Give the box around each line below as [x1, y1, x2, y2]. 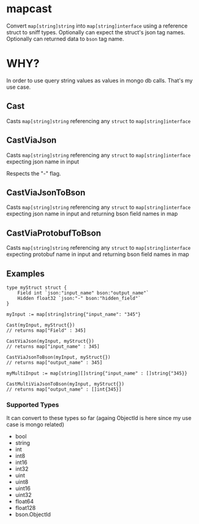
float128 [15, 504, 36, 512]
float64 [15, 498, 34, 505]
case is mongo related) [6, 421, 64, 429]
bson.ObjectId [15, 511, 51, 518]
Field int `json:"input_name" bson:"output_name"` [17, 290, 149, 296]
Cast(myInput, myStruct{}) [6, 322, 75, 328]
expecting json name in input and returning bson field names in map [6, 210, 178, 217]
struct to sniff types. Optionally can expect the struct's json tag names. [6, 28, 186, 36]
